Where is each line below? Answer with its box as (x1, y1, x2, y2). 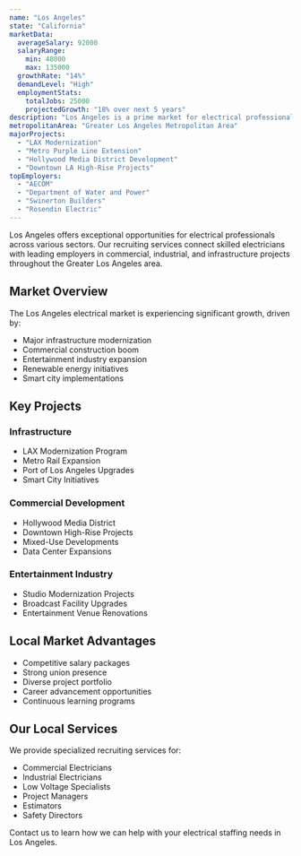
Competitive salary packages (21, 657, 131, 668)
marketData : (9, 30, 54, 39)
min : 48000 (25, 55, 66, 64)
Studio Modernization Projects (21, 588, 134, 599)
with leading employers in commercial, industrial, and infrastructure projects (9, 248, 291, 259)
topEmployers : (9, 171, 63, 180)
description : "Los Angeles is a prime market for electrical (9, 113, 243, 122)
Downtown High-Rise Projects (21, 526, 133, 538)
